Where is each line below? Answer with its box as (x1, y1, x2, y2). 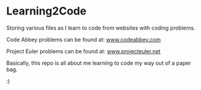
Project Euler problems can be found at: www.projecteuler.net (6, 47, 161, 55)
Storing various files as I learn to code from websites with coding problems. (6, 24, 196, 31)
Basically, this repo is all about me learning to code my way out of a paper (6, 59, 191, 66)
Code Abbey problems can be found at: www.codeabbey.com (6, 36, 161, 43)
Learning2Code (6, 4, 87, 18)
